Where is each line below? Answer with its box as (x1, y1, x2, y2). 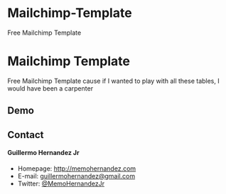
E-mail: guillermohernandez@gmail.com (17, 171, 136, 180)
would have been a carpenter (7, 84, 94, 93)
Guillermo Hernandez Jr (7, 149, 80, 157)
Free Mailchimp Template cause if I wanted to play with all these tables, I (7, 76, 220, 85)
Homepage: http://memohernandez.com (17, 164, 136, 173)
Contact (7, 129, 44, 141)
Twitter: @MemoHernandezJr (17, 179, 105, 188)
